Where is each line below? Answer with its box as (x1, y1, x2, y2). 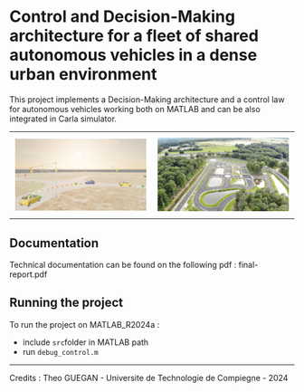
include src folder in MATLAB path (22, 337, 149, 348)
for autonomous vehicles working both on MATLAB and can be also (9, 103, 261, 114)
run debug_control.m (22, 346, 99, 357)
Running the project (9, 295, 124, 311)
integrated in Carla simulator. (9, 113, 118, 124)
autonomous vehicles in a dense (9, 45, 258, 65)
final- (238, 260, 259, 271)
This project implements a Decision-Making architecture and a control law (9, 93, 285, 105)
